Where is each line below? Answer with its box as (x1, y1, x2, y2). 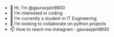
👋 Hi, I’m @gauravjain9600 (9, 5, 65, 10)
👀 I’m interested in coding (9, 10, 63, 16)
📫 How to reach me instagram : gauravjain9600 (9, 26, 109, 32)
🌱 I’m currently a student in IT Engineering (9, 15, 97, 21)
